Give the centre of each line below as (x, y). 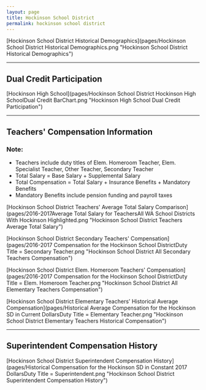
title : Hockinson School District (51, 18)
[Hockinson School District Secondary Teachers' (68, 238)
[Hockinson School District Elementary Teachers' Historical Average (92, 301)
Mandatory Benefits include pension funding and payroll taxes (94, 195)
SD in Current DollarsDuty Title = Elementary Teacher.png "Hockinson (95, 314)
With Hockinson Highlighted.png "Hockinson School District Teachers (94, 220)
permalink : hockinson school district (56, 23)
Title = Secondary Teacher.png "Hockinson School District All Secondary (99, 251)
